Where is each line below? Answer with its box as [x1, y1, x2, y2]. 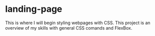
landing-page [5, 3, 63, 15]
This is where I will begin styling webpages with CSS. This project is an [5, 20, 151, 26]
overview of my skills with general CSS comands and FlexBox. [5, 25, 133, 31]
